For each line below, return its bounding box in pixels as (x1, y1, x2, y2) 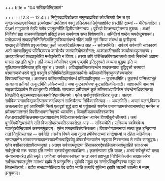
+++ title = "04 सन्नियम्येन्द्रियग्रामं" (5, 5, 64, 10)
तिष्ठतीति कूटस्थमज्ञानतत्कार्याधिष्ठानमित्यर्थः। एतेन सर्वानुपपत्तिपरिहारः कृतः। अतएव (5, 92, 132, 98)
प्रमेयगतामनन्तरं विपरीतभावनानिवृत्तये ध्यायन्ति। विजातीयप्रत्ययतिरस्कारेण (5, 109, 114, 114)
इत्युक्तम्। (5, 170, 21, 176)
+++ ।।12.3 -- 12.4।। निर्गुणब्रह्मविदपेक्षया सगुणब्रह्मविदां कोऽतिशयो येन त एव (5, 15, 131, 20)
